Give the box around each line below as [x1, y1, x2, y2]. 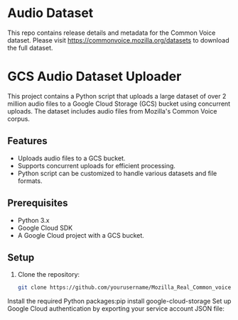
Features [7, 135, 48, 147]
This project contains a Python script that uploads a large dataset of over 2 [7, 92, 227, 100]
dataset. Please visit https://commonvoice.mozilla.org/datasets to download [7, 35, 229, 44]
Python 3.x [17, 216, 50, 224]
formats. [17, 176, 43, 185]
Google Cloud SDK [17, 224, 73, 232]
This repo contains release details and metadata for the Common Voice [7, 28, 216, 37]
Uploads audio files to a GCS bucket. [17, 154, 126, 162]
